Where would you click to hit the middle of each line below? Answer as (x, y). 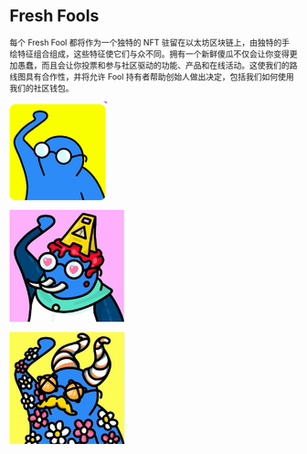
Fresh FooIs (54, 16)
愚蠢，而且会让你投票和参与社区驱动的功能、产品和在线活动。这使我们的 (153, 65)
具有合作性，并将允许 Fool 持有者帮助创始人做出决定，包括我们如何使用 (159, 76)
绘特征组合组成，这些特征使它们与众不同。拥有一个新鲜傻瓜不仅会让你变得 (149, 53)
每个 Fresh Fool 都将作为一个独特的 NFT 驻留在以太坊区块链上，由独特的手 (150, 42)
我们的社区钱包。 (42, 88)
